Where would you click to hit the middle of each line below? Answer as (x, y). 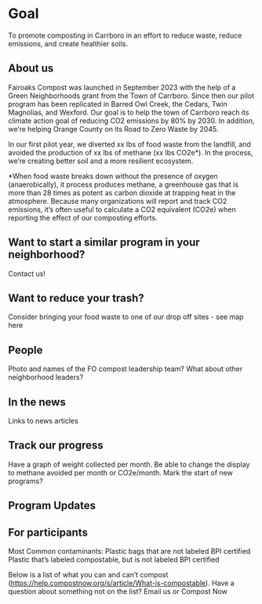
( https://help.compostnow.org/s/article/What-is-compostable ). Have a (122, 583)
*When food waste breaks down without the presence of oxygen (113, 176)
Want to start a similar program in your (104, 243)
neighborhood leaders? (46, 377)
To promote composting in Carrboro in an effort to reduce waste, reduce (125, 35)
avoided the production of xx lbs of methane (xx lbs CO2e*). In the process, (131, 152)
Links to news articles (43, 421)
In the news (37, 402)
